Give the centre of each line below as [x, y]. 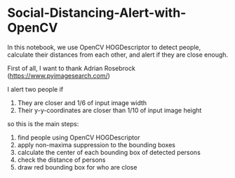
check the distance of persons [62, 160]
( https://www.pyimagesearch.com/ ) [59, 76]
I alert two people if [35, 89]
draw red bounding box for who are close [77, 167]
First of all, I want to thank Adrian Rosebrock [71, 68]
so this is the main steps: [43, 123]
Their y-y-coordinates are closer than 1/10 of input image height [109, 110]
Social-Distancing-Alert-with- [97, 13]
